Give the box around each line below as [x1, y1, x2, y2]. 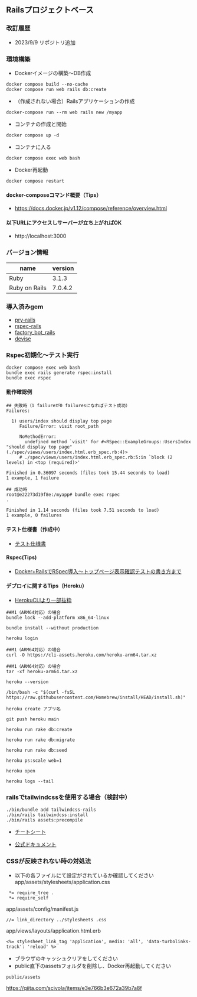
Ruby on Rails [9, 284, 47, 292]
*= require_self [8, 895, 49, 901]
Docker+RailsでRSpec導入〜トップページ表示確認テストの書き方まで [14, 567, 182, 574]
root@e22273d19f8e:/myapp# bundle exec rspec [6, 492, 120, 498]
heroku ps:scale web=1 [6, 758, 62, 764]
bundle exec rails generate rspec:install [6, 370, 112, 376]
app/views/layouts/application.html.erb [6, 927, 101, 934]
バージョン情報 [6, 248, 49, 256]
